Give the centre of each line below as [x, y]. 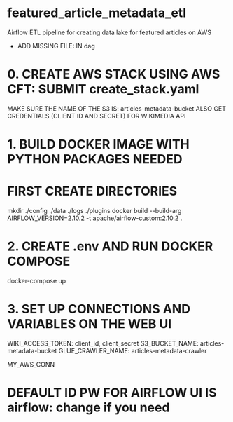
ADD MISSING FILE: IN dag [56, 46]
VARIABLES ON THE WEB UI [90, 324]
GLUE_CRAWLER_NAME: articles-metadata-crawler [133, 350]
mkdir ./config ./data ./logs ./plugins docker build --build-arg [94, 211]
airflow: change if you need [89, 408]
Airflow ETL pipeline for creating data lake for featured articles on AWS [110, 32]
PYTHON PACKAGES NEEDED [95, 159]
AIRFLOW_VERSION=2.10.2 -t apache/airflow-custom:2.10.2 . [95, 218]
